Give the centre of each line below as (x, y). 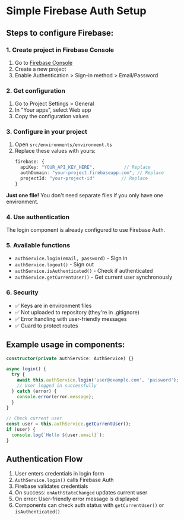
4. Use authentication (38, 217)
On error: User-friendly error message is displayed (77, 499)
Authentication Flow (45, 459)
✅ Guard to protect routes (46, 326)
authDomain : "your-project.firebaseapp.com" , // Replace (92, 173)
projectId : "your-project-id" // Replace (84, 179)
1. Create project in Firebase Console (60, 50)
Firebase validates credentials (51, 486)
